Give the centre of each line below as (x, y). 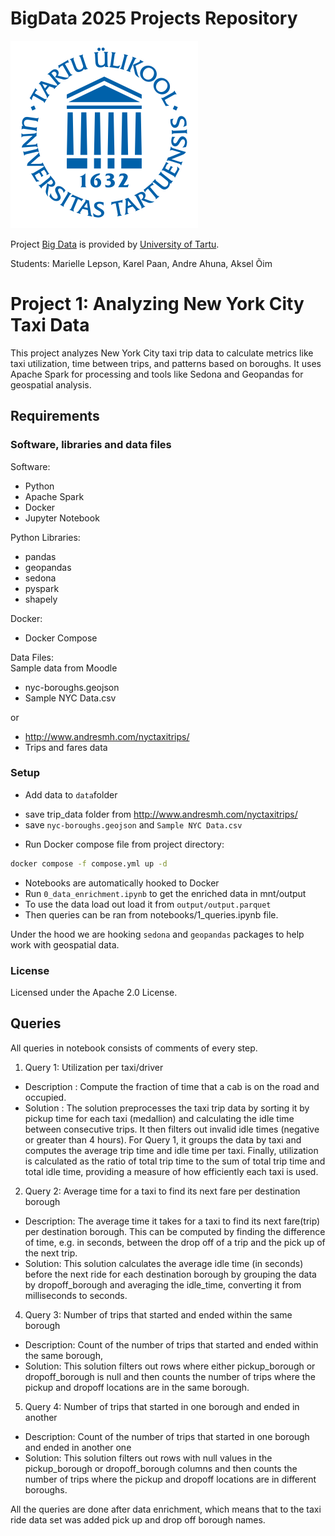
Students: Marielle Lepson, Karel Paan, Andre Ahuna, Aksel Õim (141, 263)
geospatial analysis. (51, 384)
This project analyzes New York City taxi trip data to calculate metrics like (162, 353)
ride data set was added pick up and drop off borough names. (138, 1519)
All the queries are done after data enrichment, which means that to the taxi (166, 1509)
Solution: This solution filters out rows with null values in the (148, 1458)
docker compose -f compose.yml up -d (89, 863)
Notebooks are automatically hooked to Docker (122, 883)
